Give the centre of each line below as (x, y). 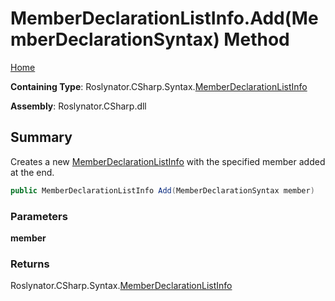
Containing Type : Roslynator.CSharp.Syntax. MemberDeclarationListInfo (159, 86)
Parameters (39, 216)
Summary (41, 137)
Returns (30, 264)
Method (256, 39)
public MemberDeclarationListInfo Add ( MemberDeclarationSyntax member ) (162, 190)
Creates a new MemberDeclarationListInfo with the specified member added (168, 161)
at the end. (32, 172)
